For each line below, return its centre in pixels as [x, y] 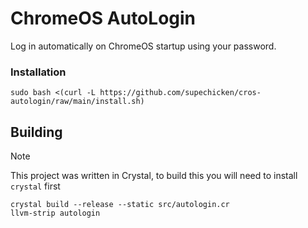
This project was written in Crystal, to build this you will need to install [154, 176]
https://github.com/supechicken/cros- [180, 93]
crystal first [35, 186]
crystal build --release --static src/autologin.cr [120, 205]
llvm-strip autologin [55, 213]
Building [36, 132]
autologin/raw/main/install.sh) [77, 102]
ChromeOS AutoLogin [103, 18]
